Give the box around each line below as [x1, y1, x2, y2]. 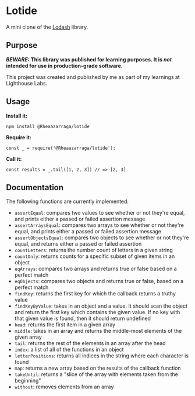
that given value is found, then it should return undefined [14, 315, 151, 322]
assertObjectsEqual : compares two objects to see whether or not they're [14, 234, 189, 241]
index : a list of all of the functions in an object [14, 346, 124, 353]
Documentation [6, 182, 64, 192]
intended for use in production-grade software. [6, 62, 123, 69]
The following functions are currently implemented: [6, 198, 129, 205]
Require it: [6, 133, 32, 141]
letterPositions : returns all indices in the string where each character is [14, 352, 189, 359]
